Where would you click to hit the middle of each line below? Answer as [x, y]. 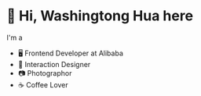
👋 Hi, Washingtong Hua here [100, 16]
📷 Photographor [45, 73]
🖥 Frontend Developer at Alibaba [71, 53]
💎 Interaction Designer [54, 64]
